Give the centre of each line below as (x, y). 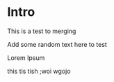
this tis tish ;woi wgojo (39, 71)
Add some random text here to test (57, 44)
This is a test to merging (42, 31)
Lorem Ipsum (26, 58)
